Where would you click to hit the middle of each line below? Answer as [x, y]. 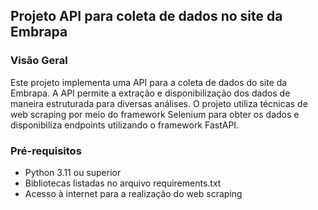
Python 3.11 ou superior [73, 172]
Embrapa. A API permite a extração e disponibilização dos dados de [150, 93]
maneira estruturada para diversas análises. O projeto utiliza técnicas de [159, 103]
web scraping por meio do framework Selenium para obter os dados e [155, 114]
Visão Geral [39, 61]
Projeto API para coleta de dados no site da [146, 16]
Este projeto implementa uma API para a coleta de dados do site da [149, 82]
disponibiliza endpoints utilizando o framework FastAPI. [125, 125]
